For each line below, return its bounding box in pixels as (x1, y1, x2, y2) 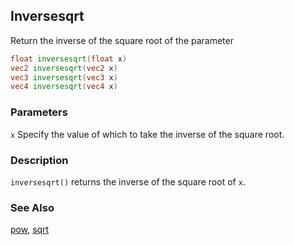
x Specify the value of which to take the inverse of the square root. (10, 128, 285, 140)
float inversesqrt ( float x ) (10, 54, 128, 64)
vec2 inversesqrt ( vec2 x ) (10, 63, 118, 73)
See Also (10, 200, 55, 214)
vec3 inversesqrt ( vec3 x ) (10, 72, 118, 83)
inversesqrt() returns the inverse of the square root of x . (10, 175, 246, 188)
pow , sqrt (10, 224, 50, 236)
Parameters (10, 105, 68, 119)
